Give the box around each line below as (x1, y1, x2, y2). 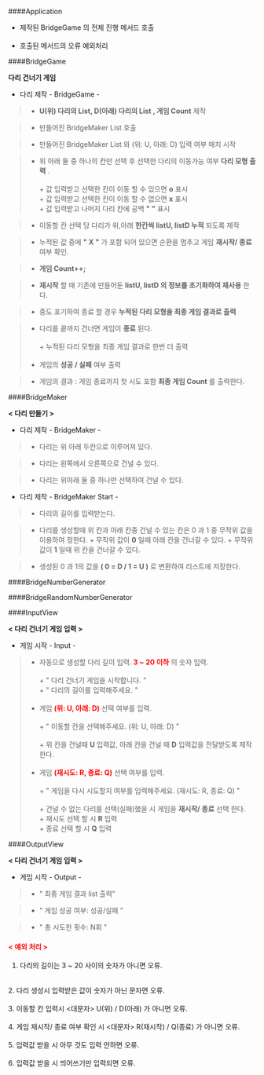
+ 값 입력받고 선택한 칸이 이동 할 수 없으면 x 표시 (38, 194, 189, 203)
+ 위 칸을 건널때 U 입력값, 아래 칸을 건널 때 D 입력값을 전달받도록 (38, 740, 238, 749)
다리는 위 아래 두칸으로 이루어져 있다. (38, 442, 153, 451)
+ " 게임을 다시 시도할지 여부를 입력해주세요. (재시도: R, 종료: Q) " (38, 786, 240, 795)
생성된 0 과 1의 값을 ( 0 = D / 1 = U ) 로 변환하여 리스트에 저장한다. (38, 561, 241, 571)
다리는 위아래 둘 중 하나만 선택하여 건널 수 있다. (38, 475, 184, 484)
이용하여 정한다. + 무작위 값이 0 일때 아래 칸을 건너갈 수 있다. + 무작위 (38, 536, 254, 544)
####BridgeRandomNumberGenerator (8, 593, 133, 601)
